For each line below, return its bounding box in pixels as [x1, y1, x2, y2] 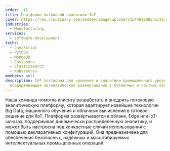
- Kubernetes [10, 69, 37, 74]
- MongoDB [10, 54, 30, 60]
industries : [5, 21, 30, 27]
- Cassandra [10, 59, 35, 64]
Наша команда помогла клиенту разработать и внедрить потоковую [5, 97, 154, 103]
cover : [5, 17, 19, 22]
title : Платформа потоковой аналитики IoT [5, 12, 96, 17]
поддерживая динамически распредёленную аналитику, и [24, 118, 152, 124]
